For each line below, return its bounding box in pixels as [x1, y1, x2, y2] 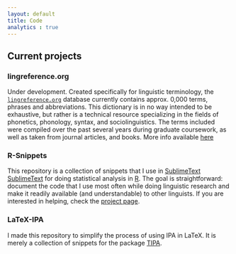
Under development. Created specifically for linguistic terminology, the [7, 88, 214, 96]
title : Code [7, 17, 43, 24]
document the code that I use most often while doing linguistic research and [7, 182, 230, 191]
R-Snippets [7, 150, 47, 160]
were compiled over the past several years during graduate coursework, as [7, 125, 227, 134]
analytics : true [7, 23, 59, 31]
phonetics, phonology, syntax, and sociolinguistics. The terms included [7, 118, 215, 127]
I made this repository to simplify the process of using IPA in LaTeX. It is [7, 231, 216, 239]
